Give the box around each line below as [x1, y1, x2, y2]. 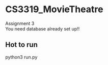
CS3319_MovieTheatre [5, 4, 103, 15]
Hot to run [5, 41, 38, 49]
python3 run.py [5, 54, 38, 60]
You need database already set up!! [5, 25, 80, 31]
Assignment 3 [5, 20, 35, 26]
